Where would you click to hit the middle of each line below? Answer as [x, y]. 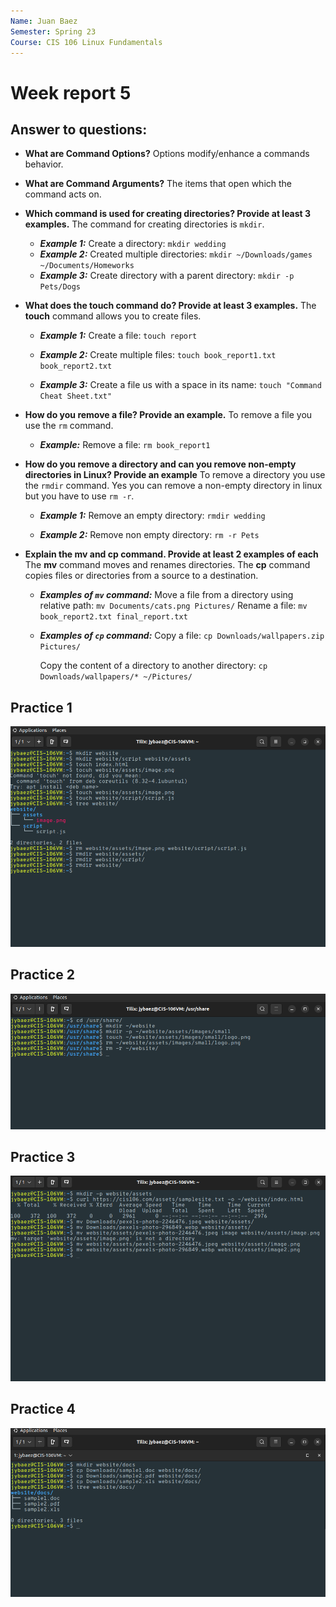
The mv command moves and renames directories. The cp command [167, 565]
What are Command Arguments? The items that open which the [158, 184]
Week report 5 [71, 92]
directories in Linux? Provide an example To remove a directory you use [175, 475]
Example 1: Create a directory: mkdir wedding [133, 244]
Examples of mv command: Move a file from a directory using [166, 595]
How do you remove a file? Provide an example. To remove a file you [168, 415]
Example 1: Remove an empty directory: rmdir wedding [152, 516]
